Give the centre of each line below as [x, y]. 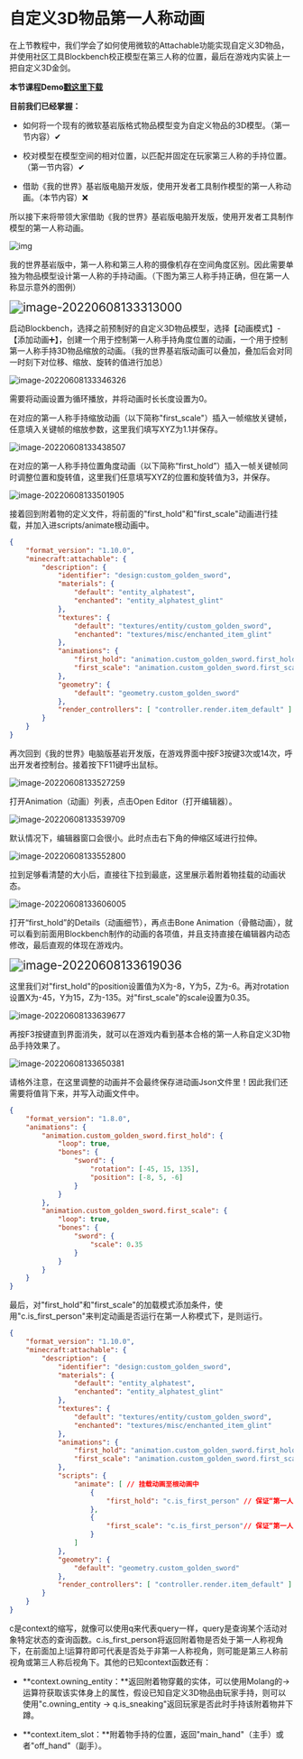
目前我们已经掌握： [45, 106]
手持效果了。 [41, 1045]
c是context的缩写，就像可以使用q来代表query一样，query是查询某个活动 [144, 1628]
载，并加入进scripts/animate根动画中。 [82, 525]
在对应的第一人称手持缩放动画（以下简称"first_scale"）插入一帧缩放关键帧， [150, 418]
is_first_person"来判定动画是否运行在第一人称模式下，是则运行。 [147, 1316]
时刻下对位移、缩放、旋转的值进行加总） [92, 362]
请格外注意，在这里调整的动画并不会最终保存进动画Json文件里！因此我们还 [149, 1082]
